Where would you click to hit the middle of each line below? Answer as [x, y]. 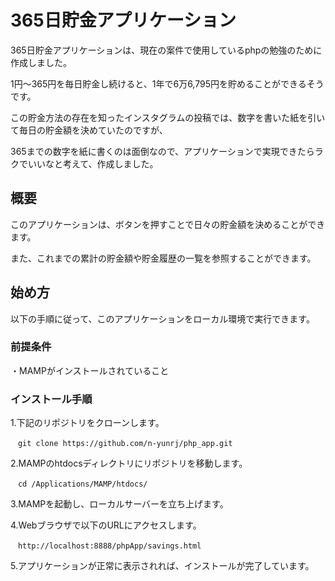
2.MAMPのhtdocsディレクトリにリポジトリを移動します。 [129, 463]
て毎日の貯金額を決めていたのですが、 [89, 130]
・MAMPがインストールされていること [90, 370]
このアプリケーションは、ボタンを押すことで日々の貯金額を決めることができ [168, 224]
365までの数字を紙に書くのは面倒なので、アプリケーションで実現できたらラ [167, 151]
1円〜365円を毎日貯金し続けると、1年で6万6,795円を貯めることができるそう [167, 83]
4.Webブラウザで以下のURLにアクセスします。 [106, 525]
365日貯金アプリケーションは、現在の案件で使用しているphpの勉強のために [166, 50]
